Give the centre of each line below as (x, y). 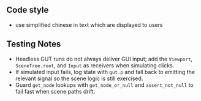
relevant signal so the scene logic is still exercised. (79, 78)
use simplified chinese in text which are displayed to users (89, 24)
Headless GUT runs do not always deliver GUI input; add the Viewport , (104, 59)
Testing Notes (34, 44)
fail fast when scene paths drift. (55, 91)
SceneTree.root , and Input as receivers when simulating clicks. (95, 65)
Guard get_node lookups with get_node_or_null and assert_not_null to (104, 84)
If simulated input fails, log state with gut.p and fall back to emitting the (105, 72)
